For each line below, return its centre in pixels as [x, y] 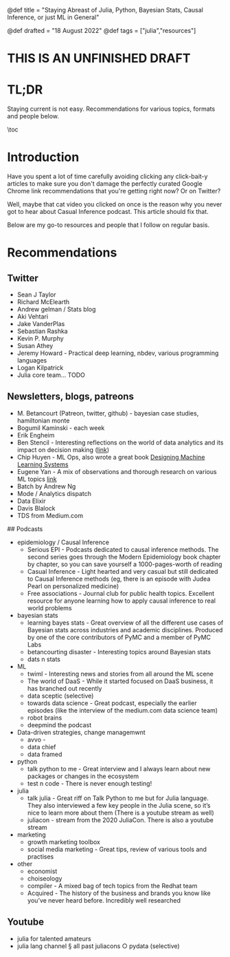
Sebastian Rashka [42, 331]
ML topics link [37, 479]
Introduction [43, 157]
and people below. [33, 116]
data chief [42, 746]
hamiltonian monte [43, 420]
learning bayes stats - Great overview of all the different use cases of [125, 623]
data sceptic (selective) [60, 696]
